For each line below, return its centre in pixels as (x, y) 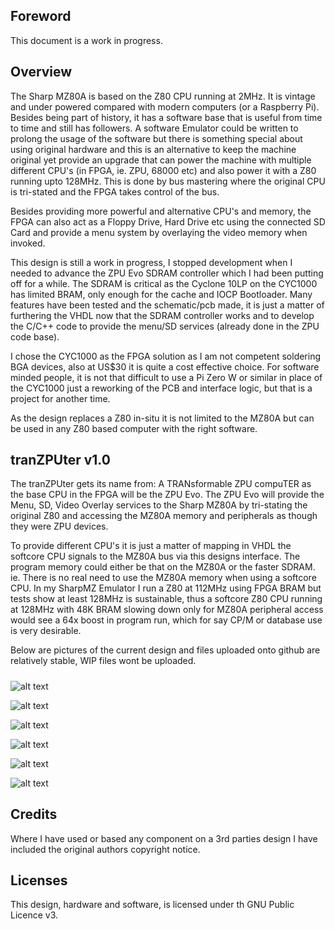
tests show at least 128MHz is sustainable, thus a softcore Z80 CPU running (166, 599)
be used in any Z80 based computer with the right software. (134, 428)
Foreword (41, 16)
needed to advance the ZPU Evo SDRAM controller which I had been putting (167, 273)
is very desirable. (46, 631)
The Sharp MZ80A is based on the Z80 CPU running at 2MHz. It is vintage (163, 96)
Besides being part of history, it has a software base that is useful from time (166, 117)
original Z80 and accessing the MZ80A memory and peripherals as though (164, 516)
